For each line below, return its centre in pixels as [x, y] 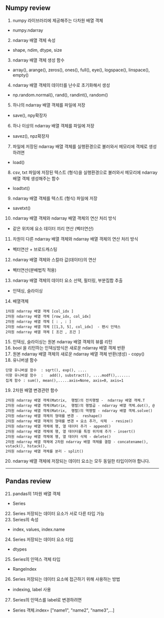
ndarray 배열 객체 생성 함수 [38, 60]
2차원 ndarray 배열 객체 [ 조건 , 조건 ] [43, 332]
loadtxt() [21, 188]
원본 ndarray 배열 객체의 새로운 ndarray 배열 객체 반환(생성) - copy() [79, 354]
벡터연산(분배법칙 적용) [34, 270]
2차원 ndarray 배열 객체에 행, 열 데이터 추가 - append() [58, 426]
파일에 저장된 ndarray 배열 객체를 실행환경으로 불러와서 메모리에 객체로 [80, 146]
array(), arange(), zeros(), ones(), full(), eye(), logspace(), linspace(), [81, 70]
